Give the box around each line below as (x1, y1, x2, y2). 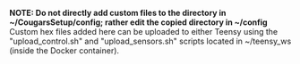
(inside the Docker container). (9, 45, 119, 56)
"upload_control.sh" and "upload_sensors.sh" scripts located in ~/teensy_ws (9, 36, 292, 46)
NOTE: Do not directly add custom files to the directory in (9, 8, 227, 18)
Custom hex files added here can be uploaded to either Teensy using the (9, 27, 279, 36)
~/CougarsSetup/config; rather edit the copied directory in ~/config (9, 17, 268, 28)
